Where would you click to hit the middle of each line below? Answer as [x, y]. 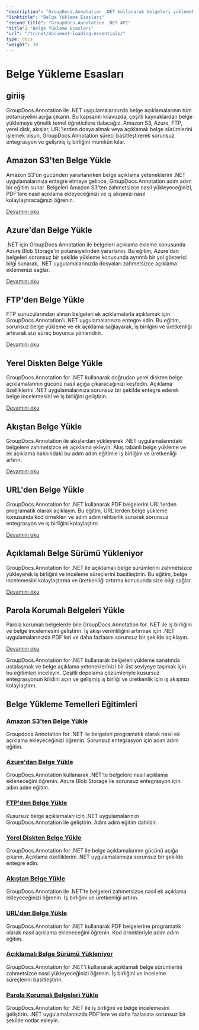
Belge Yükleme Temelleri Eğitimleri [72, 704]
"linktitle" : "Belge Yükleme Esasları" [55, 17]
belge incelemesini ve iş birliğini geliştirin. [57, 397]
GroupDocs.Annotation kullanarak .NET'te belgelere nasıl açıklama [87, 775]
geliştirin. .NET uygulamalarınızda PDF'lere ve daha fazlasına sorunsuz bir [96, 1014]
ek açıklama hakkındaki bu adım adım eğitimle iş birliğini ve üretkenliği [92, 453]
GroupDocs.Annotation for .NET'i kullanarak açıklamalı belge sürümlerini [94, 967]
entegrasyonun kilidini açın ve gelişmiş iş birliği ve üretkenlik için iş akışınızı [98, 679]
